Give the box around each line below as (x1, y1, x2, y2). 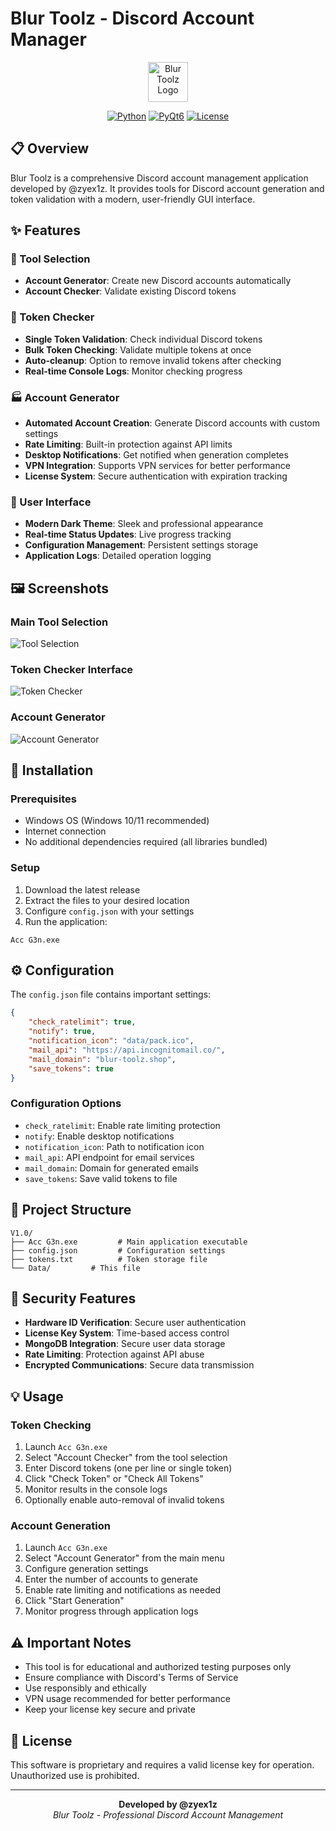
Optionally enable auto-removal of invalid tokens (24, 1494, 225, 1506)
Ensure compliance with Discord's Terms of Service (24, 1672, 239, 1684)
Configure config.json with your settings (24, 905, 195, 917)
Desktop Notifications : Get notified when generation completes (24, 449, 289, 461)
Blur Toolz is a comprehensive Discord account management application (10, 172, 309, 184)
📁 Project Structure (10, 1202, 132, 1219)
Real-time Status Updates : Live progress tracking (24, 528, 232, 541)
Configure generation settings (24, 1563, 149, 1575)
